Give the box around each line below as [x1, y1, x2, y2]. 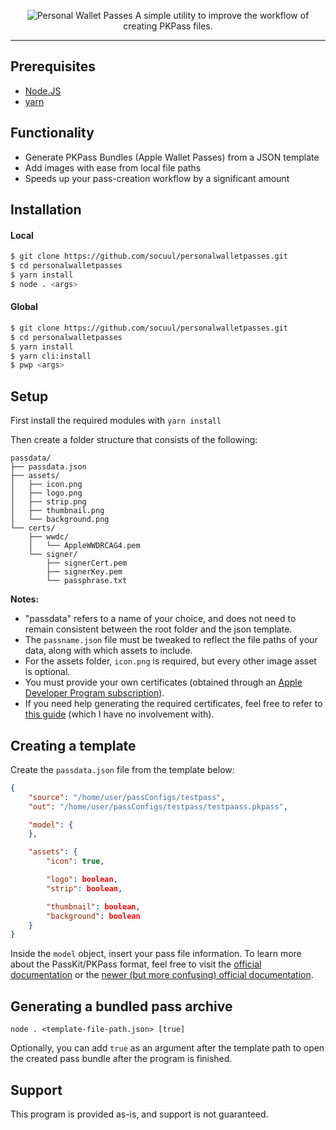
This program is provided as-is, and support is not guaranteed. [10, 1108, 269, 1120]
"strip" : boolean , [46, 883, 123, 894]
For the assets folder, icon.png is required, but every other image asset [24, 655, 317, 667]
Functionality [10, 125, 95, 142]
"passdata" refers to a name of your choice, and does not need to [24, 613, 297, 625]
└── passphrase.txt [46, 576, 128, 586]
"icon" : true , [46, 856, 105, 867]
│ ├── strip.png [10, 497, 87, 507]
